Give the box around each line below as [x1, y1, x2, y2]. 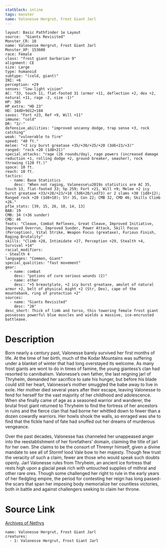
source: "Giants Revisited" [5, 34, 65, 40]
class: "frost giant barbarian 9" [5, 56, 77, 61]
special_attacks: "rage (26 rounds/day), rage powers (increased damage [5, 152, 159, 157]
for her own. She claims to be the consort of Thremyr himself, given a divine [5, 444, 161, 450]
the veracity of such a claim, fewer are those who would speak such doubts [5, 455, 160, 461]
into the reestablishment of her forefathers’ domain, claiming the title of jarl [5, 439, 158, 445]
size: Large [5, 65, 30, 70]
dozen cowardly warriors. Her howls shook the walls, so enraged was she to [5, 413, 161, 419]
